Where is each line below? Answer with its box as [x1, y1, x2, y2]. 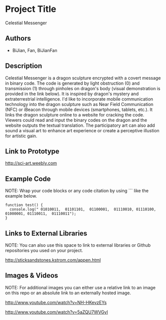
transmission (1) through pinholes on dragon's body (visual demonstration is [5, 85, 161, 91]
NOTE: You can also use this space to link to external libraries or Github [5, 242, 151, 248]
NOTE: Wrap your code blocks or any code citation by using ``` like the [5, 188, 149, 194]
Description [5, 62, 42, 70]
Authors [5, 34, 31, 43]
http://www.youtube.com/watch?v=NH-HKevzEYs [5, 299, 107, 305]
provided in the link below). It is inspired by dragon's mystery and [5, 91, 139, 97]
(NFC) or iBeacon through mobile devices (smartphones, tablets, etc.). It [5, 107, 153, 112]
